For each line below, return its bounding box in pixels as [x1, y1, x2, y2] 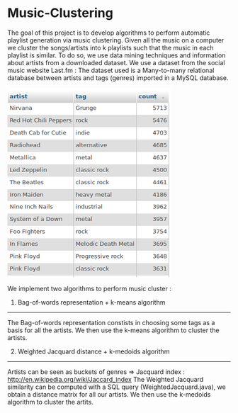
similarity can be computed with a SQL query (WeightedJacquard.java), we [7, 383, 227, 391]
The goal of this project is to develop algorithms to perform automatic [7, 28, 210, 37]
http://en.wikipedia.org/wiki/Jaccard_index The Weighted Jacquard [7, 375, 204, 383]
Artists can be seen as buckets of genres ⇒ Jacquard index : [7, 367, 186, 376]
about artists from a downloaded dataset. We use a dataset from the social [7, 58, 225, 67]
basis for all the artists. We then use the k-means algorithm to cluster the [7, 326, 220, 334]
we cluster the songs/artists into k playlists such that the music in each [7, 43, 214, 52]
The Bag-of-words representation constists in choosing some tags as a [7, 318, 215, 327]
